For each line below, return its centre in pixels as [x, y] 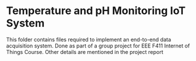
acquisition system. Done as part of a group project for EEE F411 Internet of [98, 46]
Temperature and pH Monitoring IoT [96, 11]
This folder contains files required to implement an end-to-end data [88, 39]
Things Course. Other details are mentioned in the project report [85, 52]
